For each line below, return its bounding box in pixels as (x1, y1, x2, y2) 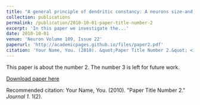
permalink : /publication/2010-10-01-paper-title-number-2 (6, 20, 153, 26)
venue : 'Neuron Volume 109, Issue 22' (6, 36, 102, 42)
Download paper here (6, 75, 60, 82)
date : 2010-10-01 (6, 31, 49, 37)
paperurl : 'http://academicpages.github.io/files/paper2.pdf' (6, 42, 164, 48)
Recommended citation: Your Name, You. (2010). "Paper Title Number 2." (6, 87, 186, 94)
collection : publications (6, 14, 70, 20)
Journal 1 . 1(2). (6, 93, 43, 100)
